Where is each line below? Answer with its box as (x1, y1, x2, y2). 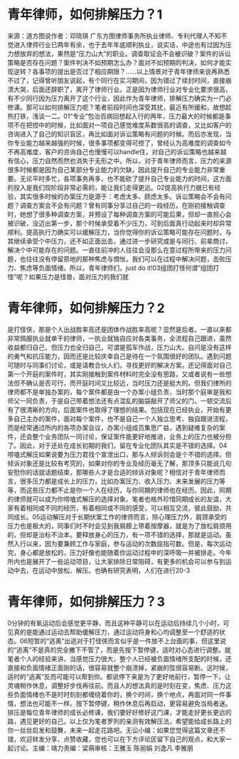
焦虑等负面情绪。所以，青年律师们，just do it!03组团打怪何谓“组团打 (19, 263, 220, 272)
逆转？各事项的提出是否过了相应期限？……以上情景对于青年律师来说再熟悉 (13, 67, 230, 76)
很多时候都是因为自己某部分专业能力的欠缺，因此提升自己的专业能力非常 (7, 165, 219, 174)
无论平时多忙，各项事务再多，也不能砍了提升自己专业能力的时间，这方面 (19, 174, 232, 183)
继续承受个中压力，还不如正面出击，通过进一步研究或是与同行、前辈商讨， (13, 236, 232, 245)
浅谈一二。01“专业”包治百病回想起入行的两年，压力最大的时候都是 (31, 111, 225, 120)
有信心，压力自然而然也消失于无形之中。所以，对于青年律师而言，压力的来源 (7, 156, 232, 165)
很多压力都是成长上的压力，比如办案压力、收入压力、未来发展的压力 (19, 476, 219, 486)
